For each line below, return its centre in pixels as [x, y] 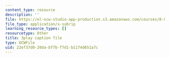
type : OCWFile [20, 43]
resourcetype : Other [27, 33]
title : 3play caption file [34, 38]
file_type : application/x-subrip [40, 24]
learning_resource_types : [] [36, 29]
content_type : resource [30, 10]
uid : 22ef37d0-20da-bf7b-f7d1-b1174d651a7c [52, 47]
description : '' [22, 15]
